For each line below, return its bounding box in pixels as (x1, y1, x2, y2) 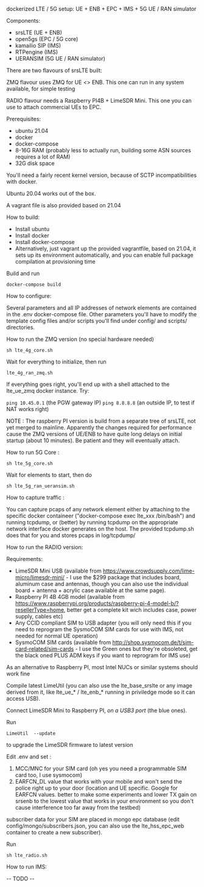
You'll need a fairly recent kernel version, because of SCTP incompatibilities (6, 171, 197, 179)
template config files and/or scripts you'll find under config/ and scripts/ (6, 317, 188, 324)
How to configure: (6, 292, 52, 299)
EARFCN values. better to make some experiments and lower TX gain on (15, 791, 197, 798)
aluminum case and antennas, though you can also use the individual (15, 581, 189, 587)
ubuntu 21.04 (15, 127, 49, 134)
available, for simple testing (6, 85, 76, 92)
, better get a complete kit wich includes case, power (63, 606, 197, 614)
